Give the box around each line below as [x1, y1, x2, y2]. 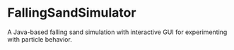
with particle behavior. [7, 35, 72, 43]
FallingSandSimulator [7, 5, 136, 21]
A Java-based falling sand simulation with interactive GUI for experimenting [7, 28, 228, 36]
